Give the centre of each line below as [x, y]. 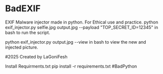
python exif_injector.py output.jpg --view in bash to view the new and [76, 42]
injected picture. [22, 47]
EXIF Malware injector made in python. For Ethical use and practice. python [82, 22]
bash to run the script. [28, 32]
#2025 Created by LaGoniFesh [36, 56]
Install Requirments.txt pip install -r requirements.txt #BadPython [71, 66]
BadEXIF [23, 9]
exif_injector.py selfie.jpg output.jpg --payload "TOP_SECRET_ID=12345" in [81, 27]
